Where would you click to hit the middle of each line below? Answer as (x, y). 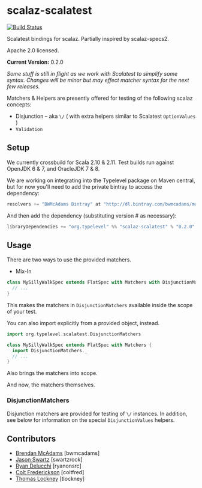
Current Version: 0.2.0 (35, 62)
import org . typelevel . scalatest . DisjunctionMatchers (74, 334)
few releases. (24, 86)
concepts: (19, 104)
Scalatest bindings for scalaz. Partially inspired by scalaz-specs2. (88, 38)
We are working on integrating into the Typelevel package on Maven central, (101, 180)
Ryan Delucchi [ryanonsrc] (48, 466)
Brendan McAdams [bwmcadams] (58, 453)
